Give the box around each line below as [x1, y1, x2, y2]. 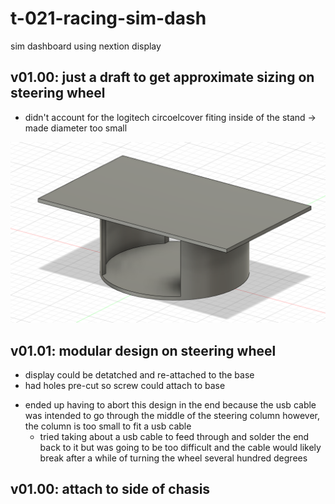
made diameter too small [24, 122, 128, 134]
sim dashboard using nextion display [10, 40, 162, 52]
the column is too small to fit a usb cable [24, 420, 192, 432]
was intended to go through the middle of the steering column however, [24, 409, 320, 421]
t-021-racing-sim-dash [10, 7, 207, 30]
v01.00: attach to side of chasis [10, 481, 211, 498]
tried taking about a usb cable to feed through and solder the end [39, 430, 310, 442]
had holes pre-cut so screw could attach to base [24, 379, 226, 391]
